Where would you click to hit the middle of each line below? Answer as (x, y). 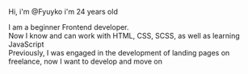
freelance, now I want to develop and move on (86, 61)
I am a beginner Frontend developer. (69, 27)
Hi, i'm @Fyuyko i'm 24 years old (63, 12)
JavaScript (26, 44)
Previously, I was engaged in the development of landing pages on (119, 53)
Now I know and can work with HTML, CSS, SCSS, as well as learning (124, 36)
